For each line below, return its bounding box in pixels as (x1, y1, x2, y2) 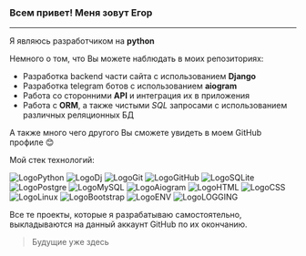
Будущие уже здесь (31, 237, 109, 248)
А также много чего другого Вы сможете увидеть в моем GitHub (9, 128, 262, 138)
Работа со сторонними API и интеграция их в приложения (22, 90, 250, 101)
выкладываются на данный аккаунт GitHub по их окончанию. (9, 219, 248, 230)
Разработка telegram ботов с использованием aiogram (22, 80, 238, 92)
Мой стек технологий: (9, 155, 96, 166)
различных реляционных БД (22, 109, 135, 120)
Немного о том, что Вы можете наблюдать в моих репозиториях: (9, 53, 264, 65)
